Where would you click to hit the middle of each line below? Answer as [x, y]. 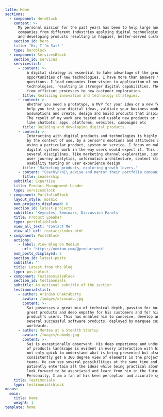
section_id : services [35, 59]
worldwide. [38, 326]
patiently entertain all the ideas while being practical [86, 366]
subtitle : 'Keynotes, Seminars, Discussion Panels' [67, 213]
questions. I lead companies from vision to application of [89, 82]
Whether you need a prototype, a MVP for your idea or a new [90, 104]
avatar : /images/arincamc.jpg [53, 299]
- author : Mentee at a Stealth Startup [58, 330]
